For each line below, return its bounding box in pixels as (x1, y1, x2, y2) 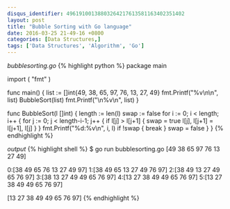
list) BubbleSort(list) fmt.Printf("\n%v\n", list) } (7, 96, 139, 104)
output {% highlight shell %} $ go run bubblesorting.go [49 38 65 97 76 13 (7, 145, 220, 153)
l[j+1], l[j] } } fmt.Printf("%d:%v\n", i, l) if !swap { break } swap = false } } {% (7, 124, 224, 132)
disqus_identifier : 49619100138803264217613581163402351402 (7, 10, 186, 17)
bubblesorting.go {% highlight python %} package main (7, 62, 167, 69)
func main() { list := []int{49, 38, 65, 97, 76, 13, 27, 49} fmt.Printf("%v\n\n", (7, 88, 219, 97)
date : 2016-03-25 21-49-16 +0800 (7, 29, 104, 37)
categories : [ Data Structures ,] (7, 36, 101, 43)
